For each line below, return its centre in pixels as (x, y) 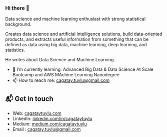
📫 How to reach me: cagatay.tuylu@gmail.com (61, 80)
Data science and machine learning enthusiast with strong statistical (75, 19)
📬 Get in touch (29, 99)
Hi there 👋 (17, 8)
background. (18, 24)
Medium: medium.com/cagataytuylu (50, 124)
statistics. (15, 50)
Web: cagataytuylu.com (37, 113)
